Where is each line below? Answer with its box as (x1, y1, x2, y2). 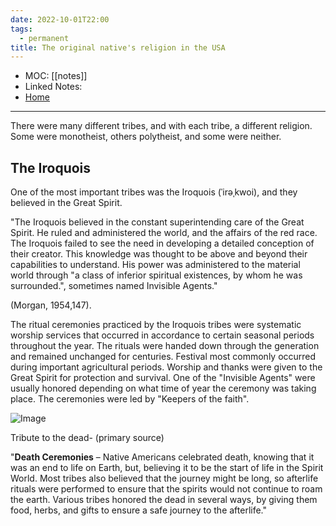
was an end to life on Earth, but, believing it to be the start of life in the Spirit (10, 462, 324, 474)
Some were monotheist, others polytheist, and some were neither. (10, 131, 282, 143)
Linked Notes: (24, 81, 83, 93)
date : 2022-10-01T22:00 (10, 14, 110, 25)
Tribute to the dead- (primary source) (10, 432, 165, 444)
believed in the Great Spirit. (10, 197, 123, 209)
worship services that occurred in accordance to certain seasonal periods (10, 329, 315, 341)
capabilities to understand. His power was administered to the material (10, 259, 301, 271)
